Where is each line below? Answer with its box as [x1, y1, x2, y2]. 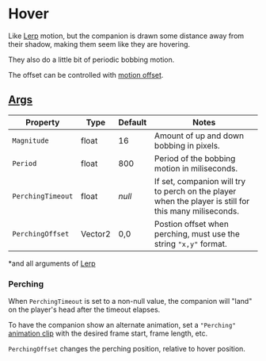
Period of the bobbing [154, 152, 236, 163]
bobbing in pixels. [154, 140, 220, 151]
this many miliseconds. [154, 205, 240, 217]
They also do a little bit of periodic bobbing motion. [8, 55, 175, 64]
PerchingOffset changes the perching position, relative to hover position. [8, 344, 245, 354]
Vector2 [80, 228, 111, 239]
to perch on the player [154, 186, 237, 197]
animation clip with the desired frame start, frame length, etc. [8, 328, 208, 338]
